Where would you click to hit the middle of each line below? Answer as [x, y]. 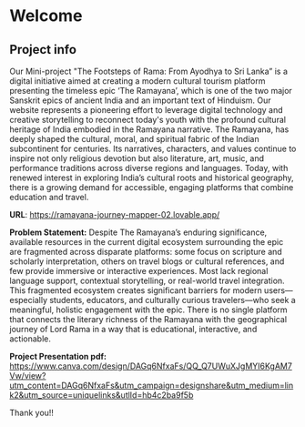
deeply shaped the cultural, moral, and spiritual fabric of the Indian [134, 139]
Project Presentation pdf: [58, 356]
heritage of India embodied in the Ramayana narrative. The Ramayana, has [149, 129]
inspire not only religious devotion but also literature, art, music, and [137, 158]
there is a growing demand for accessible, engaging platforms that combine [152, 187]
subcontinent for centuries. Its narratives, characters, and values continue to [153, 148]
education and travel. [49, 197]
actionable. [30, 339]
